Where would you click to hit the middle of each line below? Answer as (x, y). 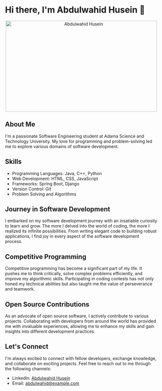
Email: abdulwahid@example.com (46, 383)
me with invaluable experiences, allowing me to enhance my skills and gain (80, 326)
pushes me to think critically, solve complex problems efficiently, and (74, 274)
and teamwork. (20, 289)
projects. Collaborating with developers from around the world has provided (81, 321)
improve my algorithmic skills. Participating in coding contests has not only (79, 279)
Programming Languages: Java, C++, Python (57, 173)
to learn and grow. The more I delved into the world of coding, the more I (77, 226)
